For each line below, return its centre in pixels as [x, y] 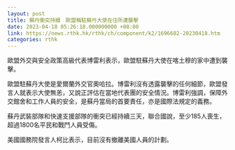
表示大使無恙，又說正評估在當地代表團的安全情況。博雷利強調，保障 [123, 93]
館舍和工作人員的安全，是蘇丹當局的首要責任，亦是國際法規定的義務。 [114, 101]
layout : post [26, 14]
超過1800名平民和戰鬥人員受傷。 [54, 125]
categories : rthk [33, 40]
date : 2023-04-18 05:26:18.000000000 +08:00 [73, 27]
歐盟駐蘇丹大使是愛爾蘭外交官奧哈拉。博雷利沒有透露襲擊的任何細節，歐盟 [114, 84]
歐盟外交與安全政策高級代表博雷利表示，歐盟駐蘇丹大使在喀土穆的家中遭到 [114, 61]
